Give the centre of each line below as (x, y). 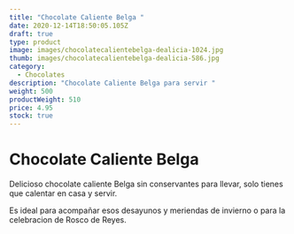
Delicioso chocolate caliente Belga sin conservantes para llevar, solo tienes (146, 184)
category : (27, 67)
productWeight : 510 (45, 99)
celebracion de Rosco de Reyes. (68, 220)
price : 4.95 (31, 108)
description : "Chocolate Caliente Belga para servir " (112, 83)
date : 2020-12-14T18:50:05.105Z (69, 26)
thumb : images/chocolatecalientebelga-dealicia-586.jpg (114, 58)
